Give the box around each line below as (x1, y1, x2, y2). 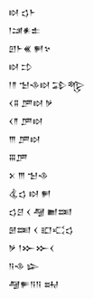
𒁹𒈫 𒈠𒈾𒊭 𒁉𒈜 (8, 80, 85, 90)
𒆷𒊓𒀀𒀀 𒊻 (8, 279, 60, 289)
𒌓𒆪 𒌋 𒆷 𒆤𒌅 (8, 207, 73, 217)
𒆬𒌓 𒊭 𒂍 (8, 188, 52, 198)
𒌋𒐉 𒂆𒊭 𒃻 (8, 98, 53, 108)
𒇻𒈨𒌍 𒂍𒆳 (8, 43, 52, 53)
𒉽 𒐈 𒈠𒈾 (8, 170, 49, 180)
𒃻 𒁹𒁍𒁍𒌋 (8, 243, 55, 253)
